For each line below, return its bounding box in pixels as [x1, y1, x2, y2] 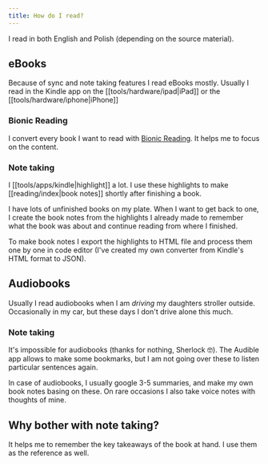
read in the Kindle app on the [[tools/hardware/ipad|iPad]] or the [8, 87, 221, 96]
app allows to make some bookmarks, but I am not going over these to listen [8, 354, 260, 364]
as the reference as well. [8, 448, 90, 458]
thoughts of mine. [8, 395, 66, 405]
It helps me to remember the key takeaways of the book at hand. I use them [8, 439, 258, 449]
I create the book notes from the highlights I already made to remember [8, 213, 244, 223]
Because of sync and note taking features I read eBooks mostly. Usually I [8, 78, 250, 88]
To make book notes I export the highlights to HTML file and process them [8, 237, 254, 247]
